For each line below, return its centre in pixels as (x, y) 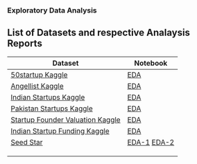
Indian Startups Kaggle (48, 97)
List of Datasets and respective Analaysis (99, 33)
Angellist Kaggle (37, 86)
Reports (25, 44)
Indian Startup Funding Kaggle (60, 131)
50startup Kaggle (39, 75)
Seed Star (27, 142)
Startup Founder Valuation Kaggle (66, 120)
